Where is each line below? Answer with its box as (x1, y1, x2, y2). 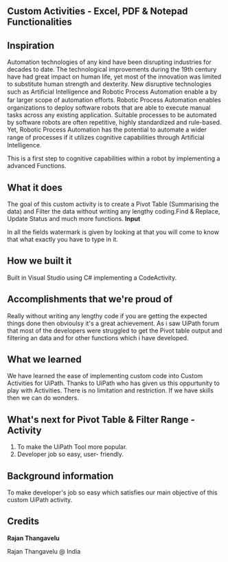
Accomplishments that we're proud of (7, 293, 173, 305)
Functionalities (7, 17, 72, 28)
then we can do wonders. (7, 394, 79, 402)
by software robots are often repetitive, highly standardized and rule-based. (7, 118, 222, 127)
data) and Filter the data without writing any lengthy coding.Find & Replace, (7, 207, 220, 216)
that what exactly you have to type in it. (7, 236, 119, 244)
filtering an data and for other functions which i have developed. (7, 333, 189, 342)
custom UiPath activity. (7, 496, 73, 504)
